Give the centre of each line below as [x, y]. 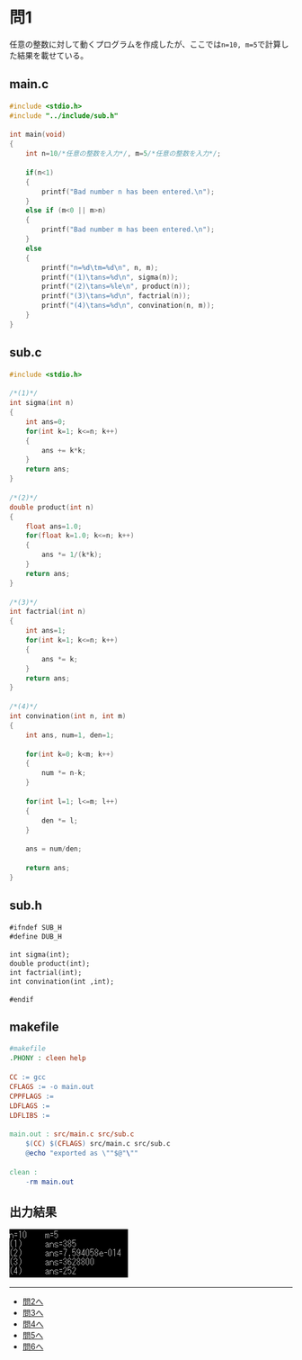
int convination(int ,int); [62, 981]
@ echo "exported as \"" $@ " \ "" [82, 1153]
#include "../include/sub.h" [64, 116]
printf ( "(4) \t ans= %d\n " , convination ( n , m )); [129, 306]
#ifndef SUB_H [36, 927]
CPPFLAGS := [31, 1096]
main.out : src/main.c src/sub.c [72, 1134]
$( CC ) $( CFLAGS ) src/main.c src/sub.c [98, 1144]
